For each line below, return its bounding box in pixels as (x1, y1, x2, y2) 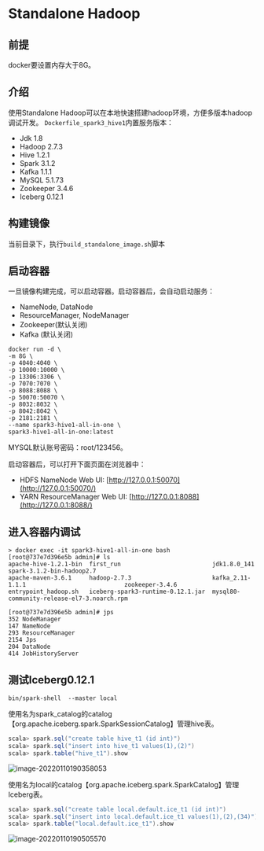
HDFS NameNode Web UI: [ (19, 475, 109, 484)
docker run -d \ (8, 345, 61, 354)
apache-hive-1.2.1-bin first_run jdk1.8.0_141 (8, 560, 255, 569)
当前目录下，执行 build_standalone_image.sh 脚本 (8, 239, 165, 249)
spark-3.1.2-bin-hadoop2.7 (8, 567, 97, 575)
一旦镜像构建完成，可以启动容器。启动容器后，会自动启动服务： (8, 286, 214, 296)
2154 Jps (8, 636, 37, 644)
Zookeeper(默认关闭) (19, 320, 88, 330)
